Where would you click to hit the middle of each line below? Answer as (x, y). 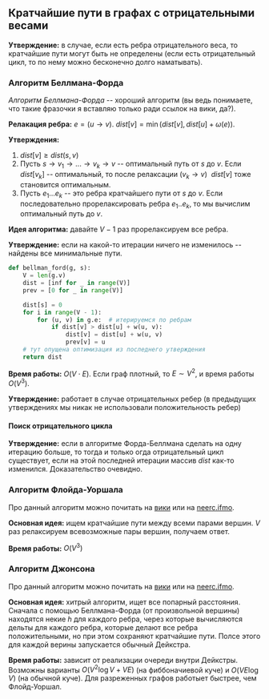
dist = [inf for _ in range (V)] (76, 283)
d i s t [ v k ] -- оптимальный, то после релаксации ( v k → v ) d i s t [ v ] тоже (135, 175)
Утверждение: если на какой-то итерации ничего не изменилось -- (125, 245)
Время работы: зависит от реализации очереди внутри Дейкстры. (123, 660)
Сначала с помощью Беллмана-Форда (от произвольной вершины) (124, 610)
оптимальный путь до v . (61, 214)
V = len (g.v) (44, 275)
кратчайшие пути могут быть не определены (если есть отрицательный (132, 53)
